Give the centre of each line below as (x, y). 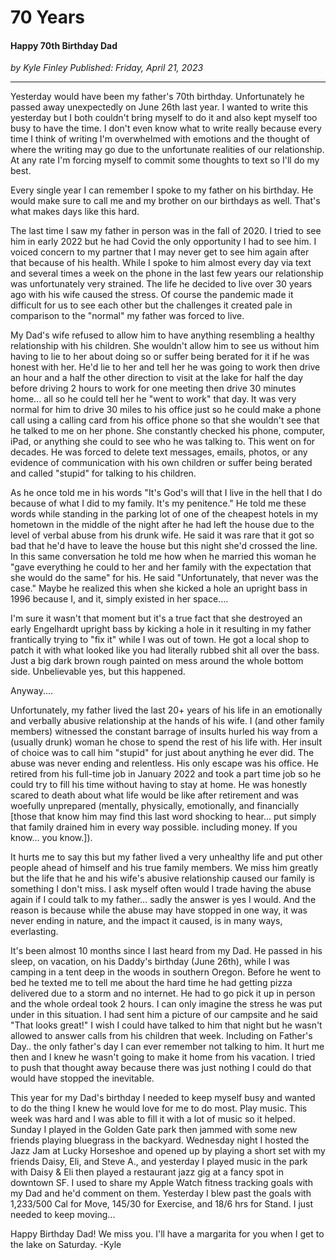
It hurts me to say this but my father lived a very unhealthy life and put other (166, 857)
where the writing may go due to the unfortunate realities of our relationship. (167, 150)
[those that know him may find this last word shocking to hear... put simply (163, 817)
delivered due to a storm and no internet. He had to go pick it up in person (163, 993)
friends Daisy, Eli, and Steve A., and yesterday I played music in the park (159, 1162)
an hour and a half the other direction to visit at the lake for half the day (157, 378)
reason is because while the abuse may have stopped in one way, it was (159, 910)
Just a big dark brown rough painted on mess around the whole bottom (157, 661)
